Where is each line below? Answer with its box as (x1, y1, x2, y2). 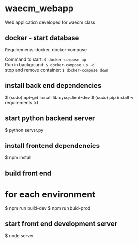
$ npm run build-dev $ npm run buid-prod (5, 205, 91, 211)
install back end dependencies (5, 81, 102, 90)
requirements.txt (5, 99, 39, 105)
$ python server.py (5, 127, 44, 133)
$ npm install (5, 154, 32, 161)
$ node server (5, 233, 34, 239)
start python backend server (5, 114, 95, 122)
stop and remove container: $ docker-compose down (5, 67, 109, 73)
